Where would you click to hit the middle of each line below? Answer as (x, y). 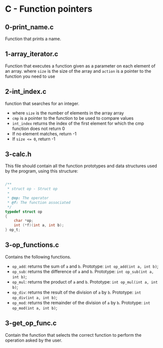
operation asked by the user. (34, 340)
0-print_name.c (29, 27)
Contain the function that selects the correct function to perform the (73, 335)
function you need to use (30, 76)
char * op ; (24, 221)
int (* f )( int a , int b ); (39, 225)
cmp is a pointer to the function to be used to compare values (73, 118)
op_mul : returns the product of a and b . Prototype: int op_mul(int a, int (85, 282)
